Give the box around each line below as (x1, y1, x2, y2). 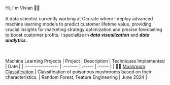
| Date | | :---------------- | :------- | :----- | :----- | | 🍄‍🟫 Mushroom (5, 64, 146, 69)
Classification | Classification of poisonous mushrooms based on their (5, 69, 152, 75)
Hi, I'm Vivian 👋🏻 (5, 5, 40, 11)
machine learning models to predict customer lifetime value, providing (5, 21, 152, 27)
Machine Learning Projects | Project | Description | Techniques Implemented (5, 58, 165, 64)
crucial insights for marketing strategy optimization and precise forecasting (5, 26, 162, 33)
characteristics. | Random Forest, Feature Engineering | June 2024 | (5, 74, 147, 80)
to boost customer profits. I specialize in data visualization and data (5, 32, 150, 38)
